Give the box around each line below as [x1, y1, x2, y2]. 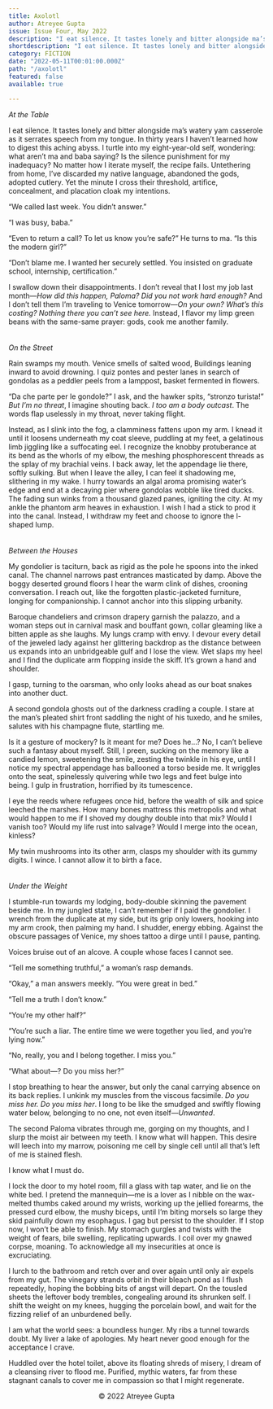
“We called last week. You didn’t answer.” [8, 201, 147, 212]
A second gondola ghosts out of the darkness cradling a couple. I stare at [8, 703, 254, 713]
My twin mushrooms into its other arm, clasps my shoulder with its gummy [8, 846, 258, 855]
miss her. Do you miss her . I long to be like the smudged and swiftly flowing [8, 1099, 262, 1109]
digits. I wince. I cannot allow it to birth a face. [8, 855, 162, 864]
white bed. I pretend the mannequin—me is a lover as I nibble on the [8, 1189, 237, 1199]
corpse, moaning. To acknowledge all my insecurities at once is [8, 1241, 221, 1251]
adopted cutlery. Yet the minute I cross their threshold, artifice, [8, 177, 219, 187]
